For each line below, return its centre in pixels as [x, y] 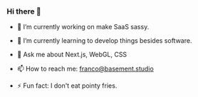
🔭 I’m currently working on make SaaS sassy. [83, 27]
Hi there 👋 [24, 11]
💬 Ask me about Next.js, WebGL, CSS [72, 55]
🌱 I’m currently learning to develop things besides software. [104, 41]
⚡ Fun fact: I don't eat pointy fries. [67, 86]
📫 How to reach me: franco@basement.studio [85, 69]
